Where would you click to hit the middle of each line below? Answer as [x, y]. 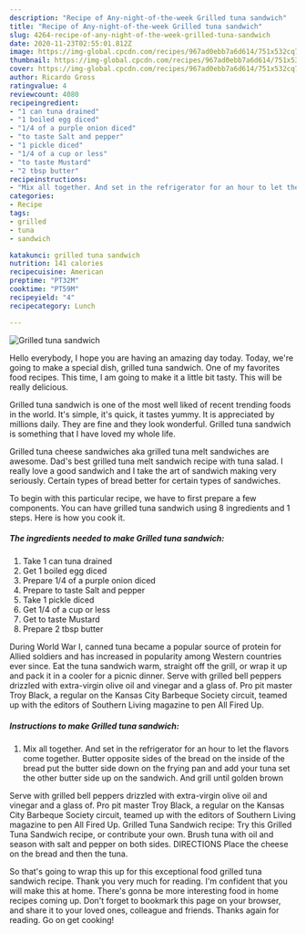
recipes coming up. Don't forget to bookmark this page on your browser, [145, 901]
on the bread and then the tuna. [69, 854]
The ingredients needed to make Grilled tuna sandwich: [117, 539]
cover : [22, 69]
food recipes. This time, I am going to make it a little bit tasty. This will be [146, 377]
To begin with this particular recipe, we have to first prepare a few [133, 498]
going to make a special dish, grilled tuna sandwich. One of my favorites [145, 367]
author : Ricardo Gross [52, 78]
